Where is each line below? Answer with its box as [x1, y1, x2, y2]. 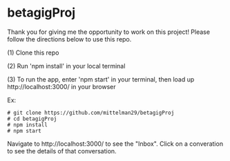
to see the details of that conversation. [7, 146, 117, 155]
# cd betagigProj [7, 115, 57, 122]
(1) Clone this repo [7, 48, 59, 57]
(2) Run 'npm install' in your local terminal [7, 61, 126, 70]
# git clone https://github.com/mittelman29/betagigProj [7, 109, 175, 116]
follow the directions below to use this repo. [7, 35, 132, 43]
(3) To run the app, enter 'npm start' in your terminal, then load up [7, 75, 195, 84]
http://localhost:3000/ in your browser [7, 82, 116, 91]
